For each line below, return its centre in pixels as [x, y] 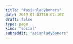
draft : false [19, 19]
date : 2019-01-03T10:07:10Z [35, 15]
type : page [17, 24]
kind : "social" [21, 29]
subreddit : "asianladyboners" [37, 33]
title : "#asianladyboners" [33, 10]
